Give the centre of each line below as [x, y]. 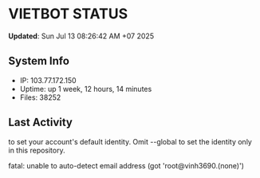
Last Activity [41, 123]
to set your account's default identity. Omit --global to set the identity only [130, 141]
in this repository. [37, 150]
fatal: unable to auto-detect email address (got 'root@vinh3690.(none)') [126, 165]
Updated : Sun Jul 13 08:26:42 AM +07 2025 [81, 36]
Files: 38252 [40, 97]
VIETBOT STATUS [68, 14]
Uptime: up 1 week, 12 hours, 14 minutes [86, 89]
